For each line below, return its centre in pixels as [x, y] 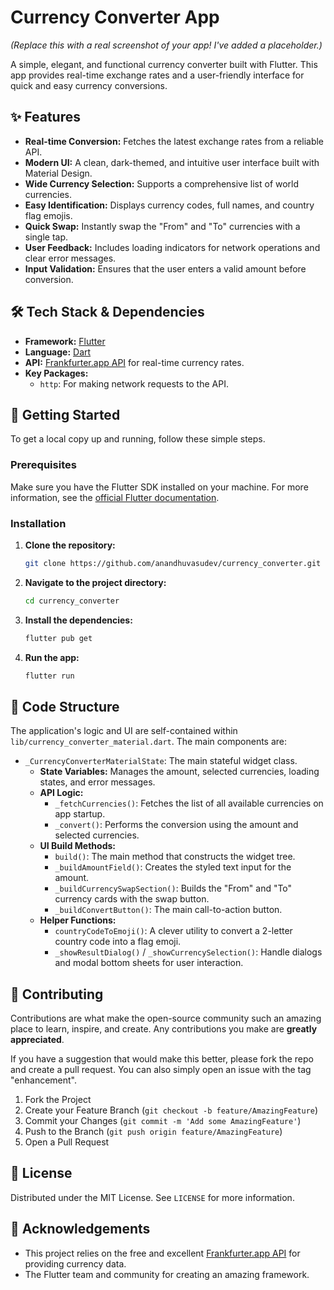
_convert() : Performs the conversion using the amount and [176, 825]
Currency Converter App [115, 17]
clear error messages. [70, 258]
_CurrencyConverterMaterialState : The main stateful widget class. [161, 761]
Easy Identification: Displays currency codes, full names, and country [169, 205]
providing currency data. [75, 1263]
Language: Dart [58, 352]
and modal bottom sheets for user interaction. [149, 963]
